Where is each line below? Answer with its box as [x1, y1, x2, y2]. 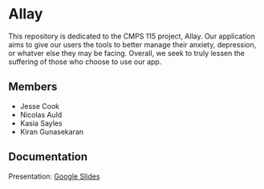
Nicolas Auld [19, 110, 63, 119]
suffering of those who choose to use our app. [8, 57, 162, 66]
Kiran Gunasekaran [19, 127, 84, 136]
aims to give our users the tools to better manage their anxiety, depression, [8, 39, 257, 49]
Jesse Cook [19, 101, 60, 111]
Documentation [8, 150, 88, 164]
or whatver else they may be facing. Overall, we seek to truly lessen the [8, 48, 245, 58]
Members [8, 80, 58, 94]
